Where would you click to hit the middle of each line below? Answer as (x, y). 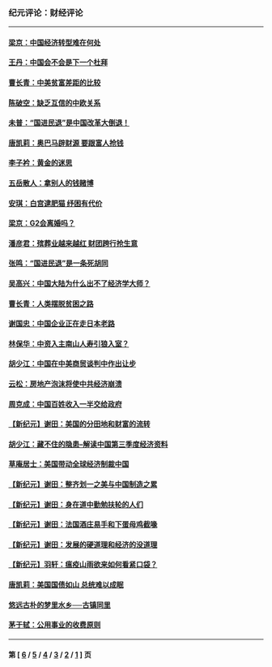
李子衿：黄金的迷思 (40, 163)
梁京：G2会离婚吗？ (42, 223)
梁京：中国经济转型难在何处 (55, 42)
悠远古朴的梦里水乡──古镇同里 (59, 605)
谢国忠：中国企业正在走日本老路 (62, 324)
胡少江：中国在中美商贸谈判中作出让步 (72, 364)
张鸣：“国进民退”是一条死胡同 (59, 263)
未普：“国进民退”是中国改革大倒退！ (69, 123)
